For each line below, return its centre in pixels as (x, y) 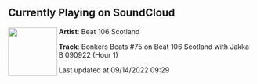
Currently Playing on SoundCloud (92, 13)
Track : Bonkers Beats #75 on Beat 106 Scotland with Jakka (154, 47)
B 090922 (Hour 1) (89, 54)
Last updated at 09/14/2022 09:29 (114, 70)
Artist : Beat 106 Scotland (99, 31)
